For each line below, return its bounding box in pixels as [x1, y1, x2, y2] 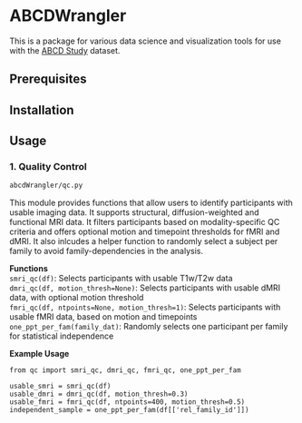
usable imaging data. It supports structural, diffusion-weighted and [9, 207, 259, 218]
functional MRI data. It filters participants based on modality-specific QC [9, 217, 280, 228]
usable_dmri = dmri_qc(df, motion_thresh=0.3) [9, 389, 189, 399]
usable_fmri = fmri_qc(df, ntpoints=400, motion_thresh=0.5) [9, 398, 246, 407]
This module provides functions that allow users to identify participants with [9, 197, 293, 209]
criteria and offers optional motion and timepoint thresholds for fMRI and [9, 226, 280, 237]
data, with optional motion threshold [9, 292, 144, 303]
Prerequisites [9, 72, 87, 87]
